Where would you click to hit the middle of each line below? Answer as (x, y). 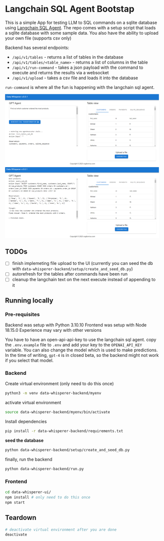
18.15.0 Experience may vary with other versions (53, 330)
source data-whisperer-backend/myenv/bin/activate (58, 412)
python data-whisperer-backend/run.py (44, 469)
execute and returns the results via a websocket (60, 72)
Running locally (29, 300)
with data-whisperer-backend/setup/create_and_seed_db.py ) (72, 269)
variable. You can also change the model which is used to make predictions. (81, 350)
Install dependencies (26, 422)
